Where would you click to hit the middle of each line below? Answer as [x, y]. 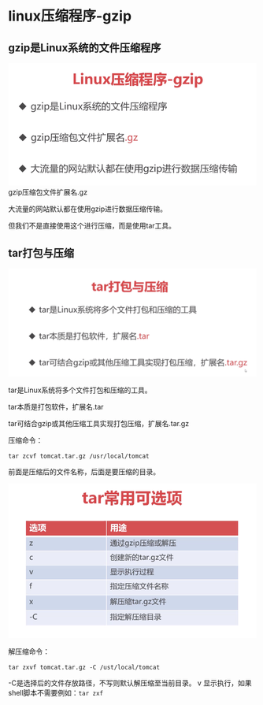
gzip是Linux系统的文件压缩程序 [85, 48]
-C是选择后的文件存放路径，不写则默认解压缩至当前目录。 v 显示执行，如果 [130, 683]
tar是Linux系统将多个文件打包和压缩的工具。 [80, 390]
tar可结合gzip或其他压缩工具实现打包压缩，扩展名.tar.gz [99, 423]
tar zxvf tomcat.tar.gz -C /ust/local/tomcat [84, 667]
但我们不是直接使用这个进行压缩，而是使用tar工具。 [92, 226]
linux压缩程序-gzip [70, 16]
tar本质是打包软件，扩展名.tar [56, 406]
